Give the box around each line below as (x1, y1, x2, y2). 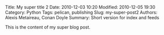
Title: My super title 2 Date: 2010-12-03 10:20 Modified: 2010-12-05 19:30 (5, 4, 156, 10)
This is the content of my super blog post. (5, 24, 91, 30)
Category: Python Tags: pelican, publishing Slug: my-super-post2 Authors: (5, 9, 158, 15)
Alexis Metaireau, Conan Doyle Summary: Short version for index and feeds (5, 15, 160, 20)
